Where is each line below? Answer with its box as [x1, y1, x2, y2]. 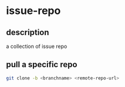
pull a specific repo [6, 60, 77, 69]
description [6, 27, 49, 37]
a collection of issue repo [6, 43, 67, 50]
